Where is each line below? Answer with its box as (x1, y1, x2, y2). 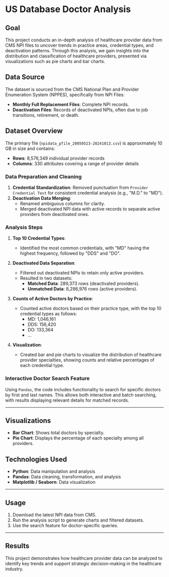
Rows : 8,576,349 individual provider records (12, 155, 105, 161)
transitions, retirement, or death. (12, 112, 79, 118)
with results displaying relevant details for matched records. (5, 397, 129, 403)
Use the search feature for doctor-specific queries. (12, 522, 119, 528)
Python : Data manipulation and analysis (12, 468, 96, 474)
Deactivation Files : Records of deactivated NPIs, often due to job (12, 107, 148, 113)
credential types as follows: (20, 311, 77, 317)
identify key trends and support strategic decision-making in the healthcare (5, 560, 162, 566)
